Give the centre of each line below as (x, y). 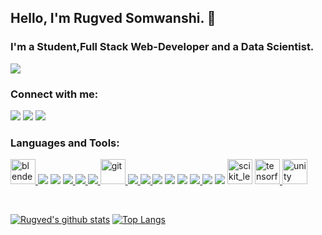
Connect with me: (54, 94)
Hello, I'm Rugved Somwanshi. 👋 (113, 18)
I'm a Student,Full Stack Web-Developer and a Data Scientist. (162, 47)
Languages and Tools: (65, 143)
